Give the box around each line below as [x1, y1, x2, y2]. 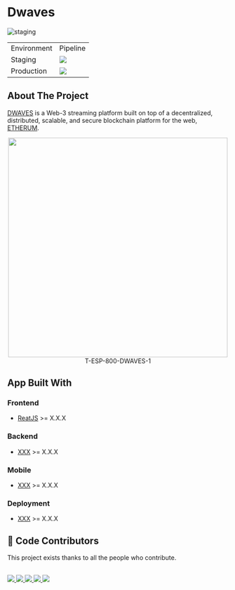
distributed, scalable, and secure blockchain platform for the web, [7, 116, 198, 124]
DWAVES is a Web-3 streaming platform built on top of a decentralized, [7, 108, 213, 117]
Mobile [7, 465, 32, 475]
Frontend [7, 398, 39, 408]
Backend [7, 431, 39, 441]
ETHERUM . [7, 124, 40, 132]
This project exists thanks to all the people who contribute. [7, 553, 177, 562]
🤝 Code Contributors [7, 535, 100, 546]
